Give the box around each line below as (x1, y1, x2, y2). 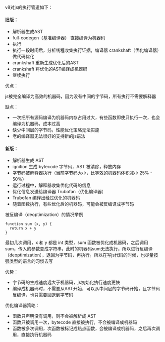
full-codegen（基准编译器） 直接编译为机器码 (12, 35, 106, 41)
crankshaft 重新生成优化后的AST (12, 60, 79, 66)
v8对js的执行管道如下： (5, 4, 53, 10)
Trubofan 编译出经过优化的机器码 (12, 195, 80, 201)
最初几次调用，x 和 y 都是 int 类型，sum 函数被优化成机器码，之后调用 (5, 239, 149, 245)
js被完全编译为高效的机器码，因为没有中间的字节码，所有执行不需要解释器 (5, 94, 156, 100)
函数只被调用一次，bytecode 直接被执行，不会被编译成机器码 (12, 319, 137, 325)
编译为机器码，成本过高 (12, 121, 60, 127)
